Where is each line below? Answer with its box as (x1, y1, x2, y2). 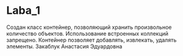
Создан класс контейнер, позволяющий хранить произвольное (6, 23, 172, 31)
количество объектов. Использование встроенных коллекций (6, 30, 169, 37)
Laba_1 (6, 4, 41, 17)
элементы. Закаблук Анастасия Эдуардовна (6, 43, 123, 50)
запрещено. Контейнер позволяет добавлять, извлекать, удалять (6, 36, 177, 43)
